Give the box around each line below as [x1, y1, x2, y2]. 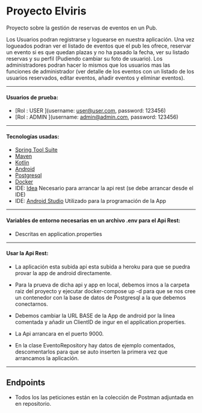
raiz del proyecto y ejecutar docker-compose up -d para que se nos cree [14, 287, 196, 294]
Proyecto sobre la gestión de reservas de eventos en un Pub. [6, 24, 158, 31]
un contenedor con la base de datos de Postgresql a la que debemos [14, 294, 186, 301]
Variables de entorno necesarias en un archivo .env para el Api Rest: [6, 217, 181, 224]
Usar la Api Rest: [6, 250, 49, 257]
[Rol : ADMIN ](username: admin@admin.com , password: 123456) [14, 113, 179, 121]
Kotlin [14, 159, 29, 166]
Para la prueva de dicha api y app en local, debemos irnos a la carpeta [14, 281, 190, 288]
